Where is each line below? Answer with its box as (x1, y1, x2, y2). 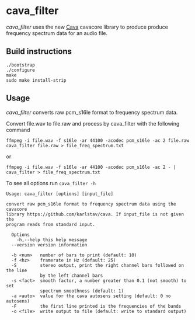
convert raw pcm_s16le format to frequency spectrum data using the (6, 201, 176, 207)
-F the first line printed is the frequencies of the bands (11, 303, 182, 309)
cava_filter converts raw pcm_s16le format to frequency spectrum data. (6, 109, 178, 116)
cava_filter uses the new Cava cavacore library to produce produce (6, 23, 168, 30)
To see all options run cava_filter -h (6, 179, 96, 186)
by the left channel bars (40, 273, 103, 279)
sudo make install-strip (6, 77, 67, 83)
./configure (6, 67, 35, 73)
